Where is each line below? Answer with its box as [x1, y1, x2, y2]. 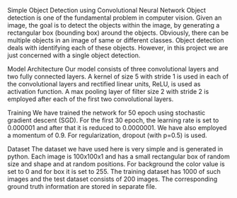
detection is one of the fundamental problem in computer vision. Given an [7, 13, 222, 22]
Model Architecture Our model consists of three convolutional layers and [7, 65, 219, 73]
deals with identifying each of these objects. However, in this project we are [7, 44, 229, 52]
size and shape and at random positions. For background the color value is [7, 160, 225, 168]
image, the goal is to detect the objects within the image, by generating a [7, 21, 220, 29]
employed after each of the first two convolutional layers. [7, 95, 174, 103]
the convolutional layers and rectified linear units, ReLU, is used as [7, 80, 201, 88]
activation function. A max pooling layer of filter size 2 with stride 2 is [7, 88, 209, 95]
